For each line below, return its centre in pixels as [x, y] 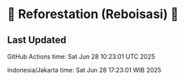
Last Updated [37, 40]
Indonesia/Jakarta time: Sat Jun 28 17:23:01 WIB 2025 [84, 70]
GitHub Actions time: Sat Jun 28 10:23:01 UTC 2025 [81, 56]
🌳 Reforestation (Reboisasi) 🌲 [93, 14]
